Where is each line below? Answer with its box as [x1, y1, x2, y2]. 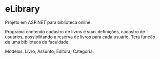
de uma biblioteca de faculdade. [5, 39, 70, 44]
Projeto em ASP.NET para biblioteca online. [5, 19, 92, 25]
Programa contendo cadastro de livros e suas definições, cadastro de [5, 29, 145, 34]
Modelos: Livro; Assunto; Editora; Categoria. [5, 48, 94, 54]
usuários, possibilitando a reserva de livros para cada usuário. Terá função [5, 34, 155, 40]
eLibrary [5, 3, 40, 15]
